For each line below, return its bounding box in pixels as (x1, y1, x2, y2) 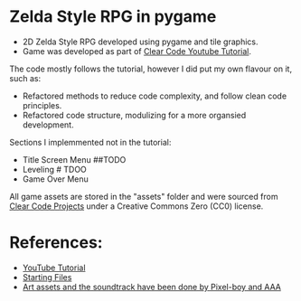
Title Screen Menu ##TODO (22, 154, 127, 165)
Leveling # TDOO (22, 164, 88, 174)
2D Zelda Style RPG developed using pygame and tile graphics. (22, 36, 259, 47)
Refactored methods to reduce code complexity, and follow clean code (22, 90, 287, 101)
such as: (9, 72, 42, 83)
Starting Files (22, 271, 72, 282)
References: (9, 232, 103, 253)
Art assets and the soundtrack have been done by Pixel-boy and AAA (22, 281, 282, 292)
